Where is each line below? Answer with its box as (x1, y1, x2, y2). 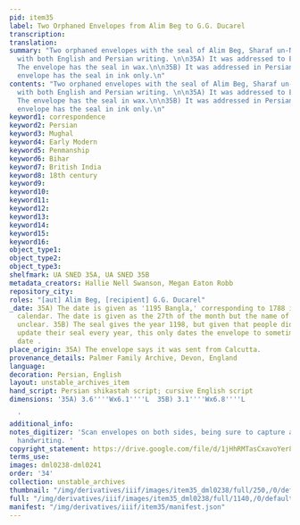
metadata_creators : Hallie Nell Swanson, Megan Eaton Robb (9, 279, 234, 287)
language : (9, 362, 46, 371)
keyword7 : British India (9, 162, 102, 171)
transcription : (9, 29, 66, 38)
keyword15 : (9, 229, 50, 237)
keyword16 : (9, 237, 50, 246)
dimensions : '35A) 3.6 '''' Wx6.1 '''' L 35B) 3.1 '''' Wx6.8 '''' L (9, 395, 246, 404)
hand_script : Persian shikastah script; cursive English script (9, 387, 254, 396)
